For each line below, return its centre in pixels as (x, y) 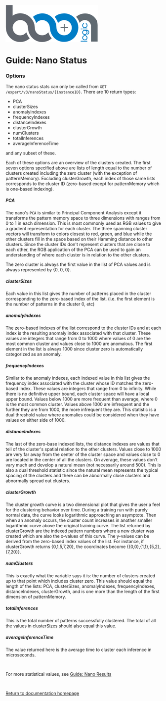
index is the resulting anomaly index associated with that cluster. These (78, 333)
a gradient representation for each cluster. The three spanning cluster (77, 229)
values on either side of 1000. (36, 420)
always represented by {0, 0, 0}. (38, 270)
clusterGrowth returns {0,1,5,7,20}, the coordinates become (66, 547)
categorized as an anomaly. (34, 354)
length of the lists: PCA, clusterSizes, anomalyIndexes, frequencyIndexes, (81, 586)
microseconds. (21, 655)
